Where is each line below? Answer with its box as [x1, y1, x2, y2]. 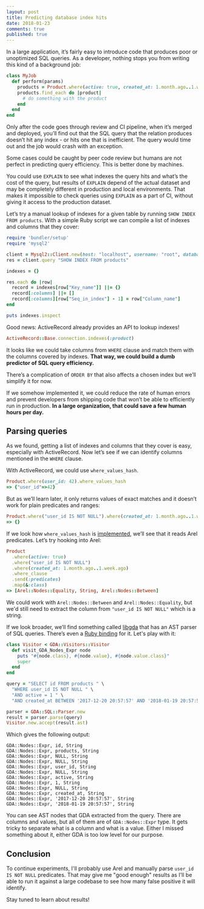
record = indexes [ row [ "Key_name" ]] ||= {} [12, 285, 121, 291]
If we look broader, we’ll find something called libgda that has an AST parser [6, 623, 197, 630]
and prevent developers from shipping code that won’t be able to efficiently [6, 395, 195, 403]
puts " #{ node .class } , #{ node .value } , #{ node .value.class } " [17, 653, 170, 659]
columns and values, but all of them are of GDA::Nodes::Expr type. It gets [6, 818, 188, 826]
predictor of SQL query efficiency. [6, 359, 94, 366]
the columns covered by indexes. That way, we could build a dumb [6, 353, 175, 360]
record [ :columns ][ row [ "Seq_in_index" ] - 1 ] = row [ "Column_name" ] [12, 296, 181, 302]
